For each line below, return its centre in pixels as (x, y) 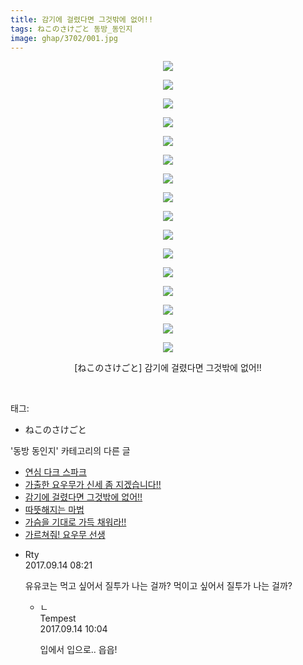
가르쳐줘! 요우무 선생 (65, 535)
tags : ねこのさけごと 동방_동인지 (71, 29)
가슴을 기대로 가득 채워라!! (75, 522)
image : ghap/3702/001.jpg (64, 38)
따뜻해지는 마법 (54, 510)
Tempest (58, 618)
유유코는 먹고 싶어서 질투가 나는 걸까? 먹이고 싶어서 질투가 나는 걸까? (158, 586)
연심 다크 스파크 (55, 472)
